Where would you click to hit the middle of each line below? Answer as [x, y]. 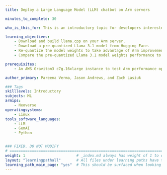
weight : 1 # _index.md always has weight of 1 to [82, 155]
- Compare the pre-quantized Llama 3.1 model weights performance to [88, 55]
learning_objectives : [28, 37]
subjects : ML [19, 96]
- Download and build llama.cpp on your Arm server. [70, 41]
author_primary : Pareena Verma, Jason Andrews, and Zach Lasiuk [73, 78]
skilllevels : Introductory [33, 91]
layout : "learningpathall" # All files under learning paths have [82, 160]
